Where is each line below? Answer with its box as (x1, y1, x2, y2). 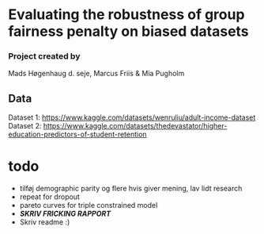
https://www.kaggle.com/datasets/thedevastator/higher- (43, 121, 228, 131)
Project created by (8, 51, 81, 62)
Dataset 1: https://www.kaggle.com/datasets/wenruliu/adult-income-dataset (8, 113, 256, 122)
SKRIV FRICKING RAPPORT (19, 209, 111, 219)
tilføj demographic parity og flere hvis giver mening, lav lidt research (19, 184, 243, 194)
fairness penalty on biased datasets (8, 22, 249, 40)
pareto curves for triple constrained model (19, 201, 158, 210)
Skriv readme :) (19, 217, 70, 227)
